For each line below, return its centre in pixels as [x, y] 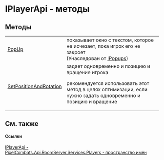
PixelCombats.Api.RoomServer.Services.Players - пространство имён [76, 152]
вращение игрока [88, 72]
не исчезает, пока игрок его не [103, 46]
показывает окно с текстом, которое [110, 40]
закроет [76, 52]
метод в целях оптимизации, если [107, 90]
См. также [22, 124]
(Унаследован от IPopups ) [97, 58]
